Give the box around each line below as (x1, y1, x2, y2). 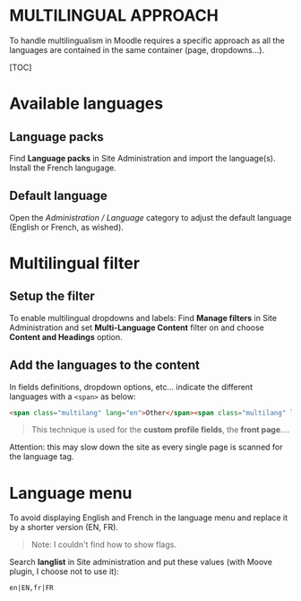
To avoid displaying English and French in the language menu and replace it (9, 512, 288, 523)
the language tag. (9, 451, 74, 462)
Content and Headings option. (9, 331, 123, 342)
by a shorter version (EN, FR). (9, 522, 119, 533)
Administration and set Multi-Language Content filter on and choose (9, 322, 264, 333)
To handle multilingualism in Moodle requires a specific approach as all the (9, 35, 285, 46)
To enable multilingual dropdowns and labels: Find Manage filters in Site (9, 312, 278, 323)
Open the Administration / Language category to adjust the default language (9, 212, 292, 222)
